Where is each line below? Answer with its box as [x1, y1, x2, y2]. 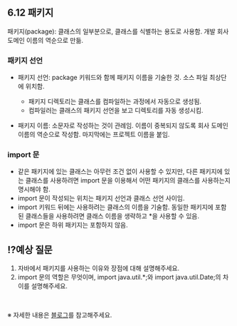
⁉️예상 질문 [7, 243, 53, 255]
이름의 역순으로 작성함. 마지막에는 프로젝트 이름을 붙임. [17, 131, 170, 139]
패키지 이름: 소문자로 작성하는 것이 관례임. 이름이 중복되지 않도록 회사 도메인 [17, 121, 229, 130]
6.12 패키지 [7, 6, 54, 19]
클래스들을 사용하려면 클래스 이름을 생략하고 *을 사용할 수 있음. [25, 212, 199, 220]
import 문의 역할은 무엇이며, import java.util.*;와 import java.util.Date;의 [17, 273, 222, 282]
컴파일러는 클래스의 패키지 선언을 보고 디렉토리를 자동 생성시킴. [28, 106, 204, 115]
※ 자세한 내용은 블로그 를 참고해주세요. [7, 311, 112, 320]
